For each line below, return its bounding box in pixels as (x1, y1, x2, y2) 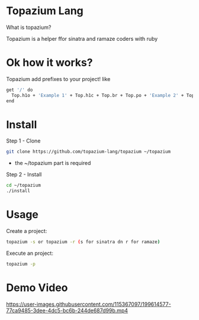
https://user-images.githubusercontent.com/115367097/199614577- (6, 300, 171, 308)
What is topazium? (6, 24, 52, 31)
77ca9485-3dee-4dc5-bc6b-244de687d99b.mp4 (6, 306, 129, 314)
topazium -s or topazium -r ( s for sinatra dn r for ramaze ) (6, 239, 161, 245)
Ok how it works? (6, 56, 93, 69)
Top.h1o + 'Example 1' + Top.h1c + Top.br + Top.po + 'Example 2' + (11, 92, 184, 98)
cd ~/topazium (6, 182, 41, 189)
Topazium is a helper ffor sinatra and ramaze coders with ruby (6, 35, 158, 42)
